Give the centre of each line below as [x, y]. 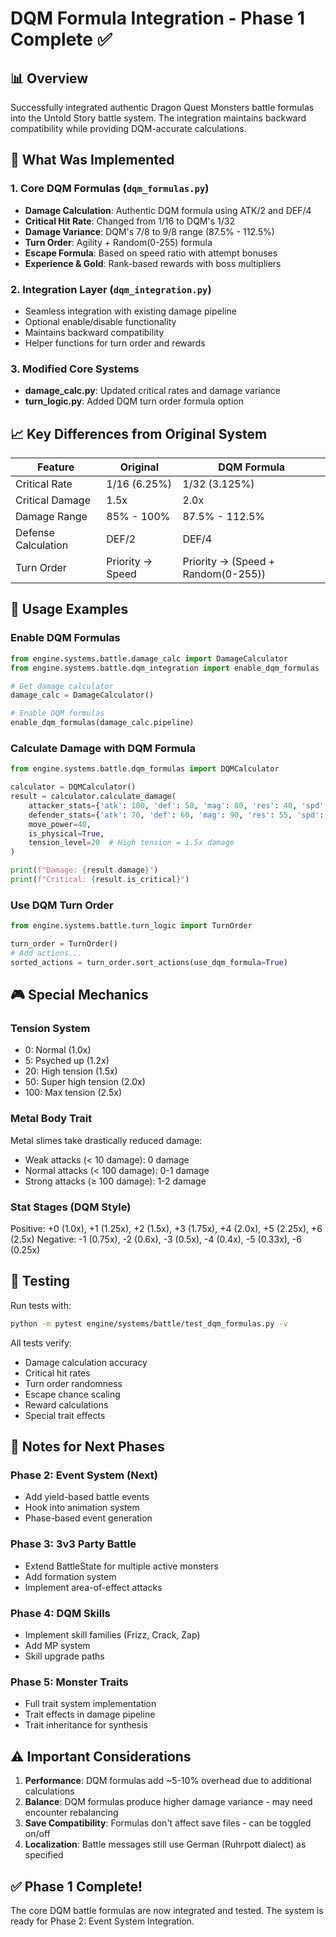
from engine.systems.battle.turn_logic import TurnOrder [131, 926]
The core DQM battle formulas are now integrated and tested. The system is [167, 1910]
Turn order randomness [73, 1383]
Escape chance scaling [72, 1394]
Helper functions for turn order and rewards [115, 343]
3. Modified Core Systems [75, 369]
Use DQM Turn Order [62, 905]
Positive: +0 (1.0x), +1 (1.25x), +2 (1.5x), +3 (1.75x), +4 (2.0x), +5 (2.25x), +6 [166, 1229]
